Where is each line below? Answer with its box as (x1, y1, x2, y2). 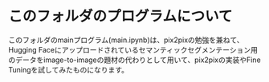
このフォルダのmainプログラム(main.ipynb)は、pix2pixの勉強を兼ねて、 (8, 35, 244, 45)
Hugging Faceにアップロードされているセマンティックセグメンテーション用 (8, 45, 259, 54)
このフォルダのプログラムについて (8, 7, 233, 25)
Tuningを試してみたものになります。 (8, 64, 128, 74)
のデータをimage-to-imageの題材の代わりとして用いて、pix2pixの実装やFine (8, 55, 261, 64)
